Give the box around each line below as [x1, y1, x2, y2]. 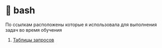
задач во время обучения [5, 27, 62, 33]
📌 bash [5, 5, 35, 16]
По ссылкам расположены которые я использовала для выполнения [5, 21, 157, 28]
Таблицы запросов [12, 37, 55, 43]
